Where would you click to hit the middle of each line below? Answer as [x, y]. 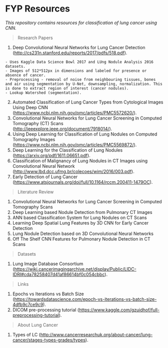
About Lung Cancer [38, 325]
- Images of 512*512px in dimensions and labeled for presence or [76, 71]
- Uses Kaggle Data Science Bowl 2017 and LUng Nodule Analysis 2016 [79, 62]
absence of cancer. [26, 75]
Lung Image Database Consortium [48, 264]
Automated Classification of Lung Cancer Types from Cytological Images [88, 102]
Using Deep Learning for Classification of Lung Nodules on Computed [85, 134]
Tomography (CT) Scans [38, 123]
